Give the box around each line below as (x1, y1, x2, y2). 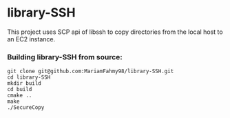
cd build (7, 86, 32, 93)
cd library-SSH (7, 74, 51, 81)
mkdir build (7, 80, 41, 87)
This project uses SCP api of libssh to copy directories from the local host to (7, 28, 223, 36)
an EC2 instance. (7, 35, 56, 43)
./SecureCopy (7, 104, 45, 111)
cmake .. (7, 92, 32, 99)
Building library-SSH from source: (7, 52, 123, 61)
